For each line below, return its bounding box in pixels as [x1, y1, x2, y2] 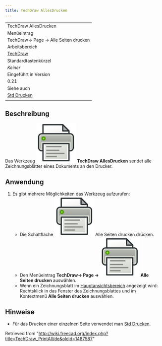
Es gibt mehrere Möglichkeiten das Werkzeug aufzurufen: [12, 191, 130, 197]
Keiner [7, 65, 21, 70]
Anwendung [5, 178, 44, 186]
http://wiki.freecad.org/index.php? [38, 331, 108, 337]
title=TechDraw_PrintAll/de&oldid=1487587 [5, 336, 93, 342]
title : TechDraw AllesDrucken [5, 8, 68, 13]
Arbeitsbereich [7, 44, 38, 50]
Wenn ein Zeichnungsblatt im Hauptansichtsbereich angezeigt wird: [19, 283, 158, 289]
